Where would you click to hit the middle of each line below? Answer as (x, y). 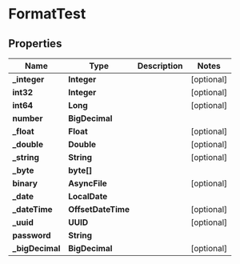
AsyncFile (88, 183)
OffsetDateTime (99, 209)
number (28, 118)
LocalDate (88, 196)
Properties (35, 44)
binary (25, 183)
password (32, 235)
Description (160, 66)
